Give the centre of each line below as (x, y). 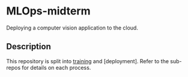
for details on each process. (56, 67)
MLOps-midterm (49, 11)
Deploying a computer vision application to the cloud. (72, 28)
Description (29, 47)
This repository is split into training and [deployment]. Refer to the (88, 61)
